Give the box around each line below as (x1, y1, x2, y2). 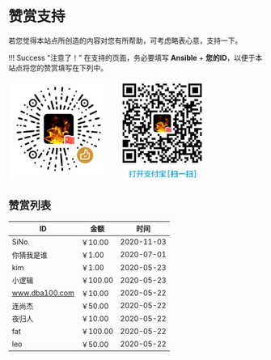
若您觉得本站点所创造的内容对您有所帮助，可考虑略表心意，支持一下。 (8, 36, 243, 45)
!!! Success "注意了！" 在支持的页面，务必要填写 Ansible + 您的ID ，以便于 (8, 53, 256, 62)
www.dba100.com (11, 288, 74, 298)
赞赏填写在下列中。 (43, 62, 108, 73)
